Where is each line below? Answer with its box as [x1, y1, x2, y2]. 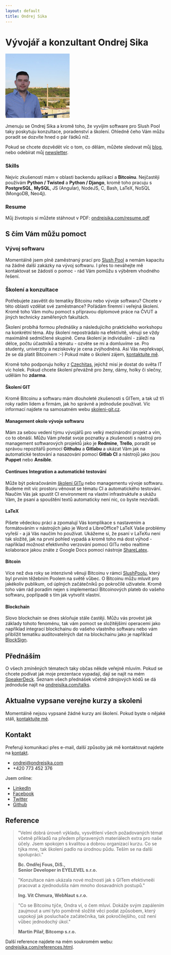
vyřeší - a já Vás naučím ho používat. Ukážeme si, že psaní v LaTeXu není [5, 530, 161, 536]
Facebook [12, 790, 34, 796]
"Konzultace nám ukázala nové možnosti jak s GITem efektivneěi [17, 877, 155, 883]
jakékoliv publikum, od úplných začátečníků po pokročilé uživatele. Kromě [5, 581, 162, 587]
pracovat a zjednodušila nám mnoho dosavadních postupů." [17, 883, 145, 889]
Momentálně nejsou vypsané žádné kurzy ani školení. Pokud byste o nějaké [5, 710, 166, 716]
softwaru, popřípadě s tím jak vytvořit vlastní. [5, 592, 101, 598]
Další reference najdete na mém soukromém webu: [5, 939, 113, 945]
